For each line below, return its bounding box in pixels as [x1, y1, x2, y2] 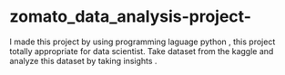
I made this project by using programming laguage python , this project [9, 36, 276, 47]
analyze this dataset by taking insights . [9, 55, 158, 66]
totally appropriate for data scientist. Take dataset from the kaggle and [9, 45, 274, 56]
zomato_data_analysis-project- [9, 6, 252, 27]
